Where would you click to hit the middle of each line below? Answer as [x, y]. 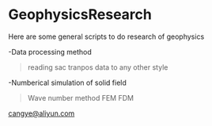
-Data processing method [50, 52]
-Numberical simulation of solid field [67, 82]
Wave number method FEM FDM [81, 97]
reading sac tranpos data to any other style [98, 67]
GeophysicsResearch [80, 15]
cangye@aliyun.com [42, 113]
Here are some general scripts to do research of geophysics [106, 36]
